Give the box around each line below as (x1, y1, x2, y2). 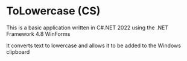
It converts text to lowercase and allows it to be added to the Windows (6, 42, 181, 49)
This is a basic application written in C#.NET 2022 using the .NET (6, 24, 169, 31)
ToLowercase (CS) (6, 4, 101, 18)
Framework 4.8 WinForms (6, 30, 71, 37)
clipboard (6, 48, 30, 55)
